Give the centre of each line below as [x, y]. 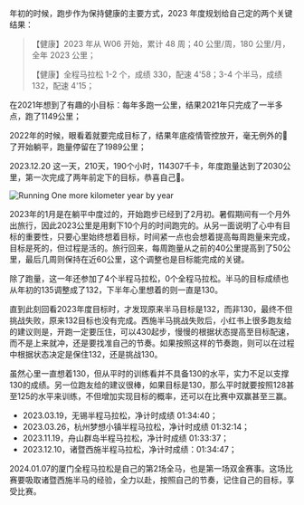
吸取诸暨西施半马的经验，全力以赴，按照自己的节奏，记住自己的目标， [156, 480]
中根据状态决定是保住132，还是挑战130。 [86, 354]
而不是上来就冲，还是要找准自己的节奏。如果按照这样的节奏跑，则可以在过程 [152, 343]
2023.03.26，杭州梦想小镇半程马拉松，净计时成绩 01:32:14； [136, 427]
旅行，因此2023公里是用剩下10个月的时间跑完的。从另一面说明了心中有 [150, 225]
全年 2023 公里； [64, 55]
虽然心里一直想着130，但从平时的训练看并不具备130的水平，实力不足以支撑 [149, 373]
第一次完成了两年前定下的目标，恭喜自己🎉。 [107, 177]
